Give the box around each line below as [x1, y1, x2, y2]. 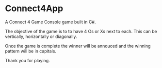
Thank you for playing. [5, 57, 50, 63]
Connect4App [5, 3, 64, 14]
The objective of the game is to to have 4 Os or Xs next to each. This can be [5, 28, 157, 34]
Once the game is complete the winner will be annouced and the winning [5, 43, 151, 49]
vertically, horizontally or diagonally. [5, 34, 77, 39]
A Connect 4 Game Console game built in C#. [5, 19, 96, 25]
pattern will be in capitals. [5, 48, 57, 54]
